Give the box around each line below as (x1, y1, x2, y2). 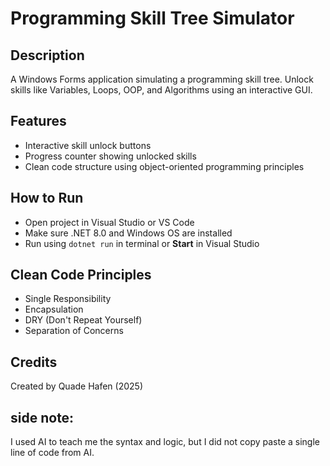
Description (10, 47, 85, 64)
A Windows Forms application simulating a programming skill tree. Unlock (10, 73, 314, 85)
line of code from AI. (10, 447, 95, 459)
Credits (10, 353, 58, 371)
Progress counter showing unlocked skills (24, 150, 197, 162)
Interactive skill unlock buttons (24, 139, 152, 151)
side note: (10, 409, 75, 426)
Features (10, 113, 67, 130)
